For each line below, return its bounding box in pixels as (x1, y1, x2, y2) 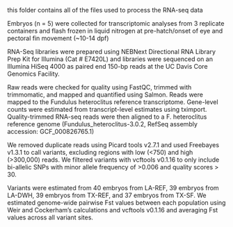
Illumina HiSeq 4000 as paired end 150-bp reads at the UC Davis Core (7, 62, 208, 70)
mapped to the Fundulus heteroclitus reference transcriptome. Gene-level (7, 98, 218, 106)
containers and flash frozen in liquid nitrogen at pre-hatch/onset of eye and (7, 27, 223, 35)
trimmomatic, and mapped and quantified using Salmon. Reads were (7, 90, 204, 99)
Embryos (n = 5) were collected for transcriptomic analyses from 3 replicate (7, 19, 225, 27)
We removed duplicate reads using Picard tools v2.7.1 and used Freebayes (7, 141, 220, 149)
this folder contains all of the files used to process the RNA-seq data (7, 6, 203, 14)
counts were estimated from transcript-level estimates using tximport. (7, 106, 207, 113)
